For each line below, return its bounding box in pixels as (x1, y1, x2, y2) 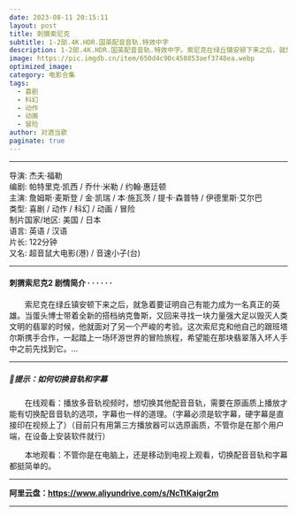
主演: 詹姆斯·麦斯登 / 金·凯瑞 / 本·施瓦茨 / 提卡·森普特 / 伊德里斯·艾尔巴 (9, 192, 263, 203)
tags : (9, 79, 29, 88)
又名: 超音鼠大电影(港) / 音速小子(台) (9, 247, 141, 258)
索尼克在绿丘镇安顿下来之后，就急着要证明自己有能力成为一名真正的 (24, 298, 272, 310)
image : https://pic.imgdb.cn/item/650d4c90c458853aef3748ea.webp (9, 54, 255, 63)
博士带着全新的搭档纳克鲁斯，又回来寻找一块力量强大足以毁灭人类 (47, 310, 288, 320)
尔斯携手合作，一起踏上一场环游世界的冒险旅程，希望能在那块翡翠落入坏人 (9, 332, 280, 343)
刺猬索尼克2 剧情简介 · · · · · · (9, 278, 113, 289)
